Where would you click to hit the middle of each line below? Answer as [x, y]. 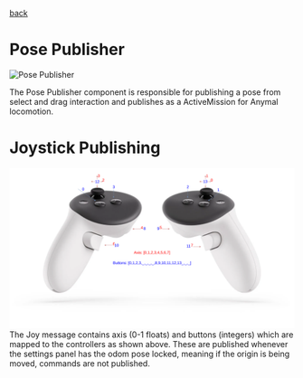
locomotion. [32, 111]
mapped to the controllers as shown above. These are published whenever [149, 345]
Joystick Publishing [85, 148]
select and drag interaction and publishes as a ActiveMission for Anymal [144, 101]
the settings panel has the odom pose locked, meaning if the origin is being [150, 354]
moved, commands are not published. [80, 364]
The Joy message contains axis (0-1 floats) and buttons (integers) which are [151, 335]
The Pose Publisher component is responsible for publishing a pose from [145, 92]
